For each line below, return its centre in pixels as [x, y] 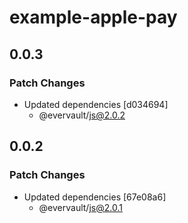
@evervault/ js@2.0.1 [80, 207]
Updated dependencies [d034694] [96, 104]
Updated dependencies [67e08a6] [95, 197]
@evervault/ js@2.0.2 [82, 115]
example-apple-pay [93, 17]
